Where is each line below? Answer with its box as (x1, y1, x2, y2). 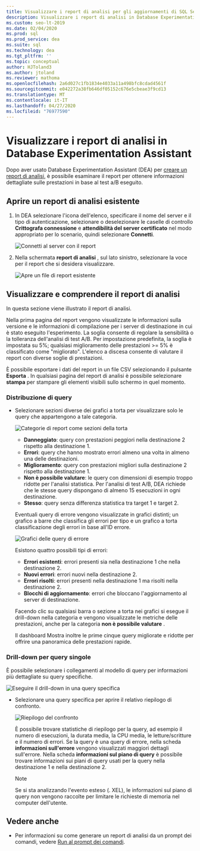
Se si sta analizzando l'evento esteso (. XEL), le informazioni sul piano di (14, 786, 192, 793)
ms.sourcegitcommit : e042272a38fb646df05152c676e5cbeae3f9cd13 (6, 86, 167, 92)
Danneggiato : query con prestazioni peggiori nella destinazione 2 (23, 436, 186, 443)
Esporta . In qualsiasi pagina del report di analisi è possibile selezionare (6, 372, 182, 379)
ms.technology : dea (6, 48, 55, 54)
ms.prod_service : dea (6, 36, 60, 42)
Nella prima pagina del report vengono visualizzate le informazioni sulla (6, 316, 182, 323)
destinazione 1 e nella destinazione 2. (14, 763, 107, 771)
